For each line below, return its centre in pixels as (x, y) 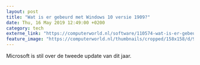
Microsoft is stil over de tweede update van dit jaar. (69, 56)
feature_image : (25, 39)
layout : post (22, 12)
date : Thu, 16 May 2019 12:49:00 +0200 (56, 22)
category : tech (25, 28)
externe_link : (24, 34)
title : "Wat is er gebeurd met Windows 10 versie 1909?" (78, 17)
